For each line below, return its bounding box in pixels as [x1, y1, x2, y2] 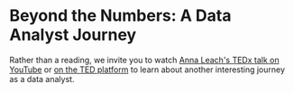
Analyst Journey [9, 24, 137, 45]
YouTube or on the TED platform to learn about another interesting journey [9, 64, 286, 75]
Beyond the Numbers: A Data [9, 5, 232, 26]
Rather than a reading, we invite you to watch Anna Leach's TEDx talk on [9, 54, 280, 65]
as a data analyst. [9, 73, 75, 84]
